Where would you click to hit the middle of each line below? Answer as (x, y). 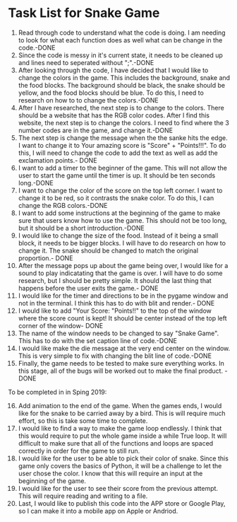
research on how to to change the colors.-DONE (88, 100)
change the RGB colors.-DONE (63, 205)
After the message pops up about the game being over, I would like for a (123, 265)
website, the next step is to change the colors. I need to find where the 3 (124, 122)
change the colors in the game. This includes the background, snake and (124, 77)
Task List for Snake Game (84, 13)
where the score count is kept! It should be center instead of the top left (122, 318)
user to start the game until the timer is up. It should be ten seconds (117, 175)
